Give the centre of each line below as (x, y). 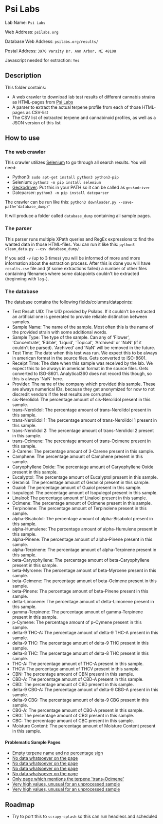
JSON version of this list (36, 122)
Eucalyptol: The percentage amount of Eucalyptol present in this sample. (85, 477)
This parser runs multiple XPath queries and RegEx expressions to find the (80, 239)
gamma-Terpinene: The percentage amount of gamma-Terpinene (78, 612)
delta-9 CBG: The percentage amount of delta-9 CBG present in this (81, 700)
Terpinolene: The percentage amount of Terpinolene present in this (79, 509)
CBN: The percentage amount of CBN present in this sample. (73, 674)
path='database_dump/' (28, 207)
